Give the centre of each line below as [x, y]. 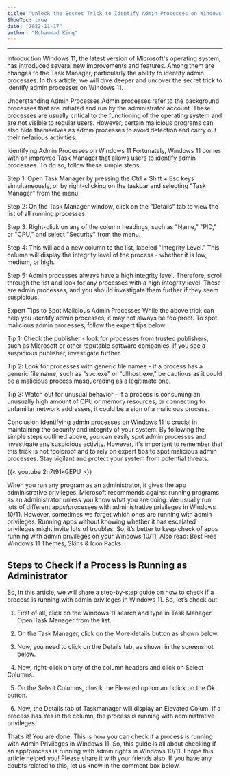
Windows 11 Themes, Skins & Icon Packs [64, 543]
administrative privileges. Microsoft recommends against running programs [113, 493]
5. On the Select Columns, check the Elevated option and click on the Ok [113, 688]
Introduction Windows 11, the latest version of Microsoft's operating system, [114, 58]
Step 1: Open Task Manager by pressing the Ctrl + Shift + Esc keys [101, 178]
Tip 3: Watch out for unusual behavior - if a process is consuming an [104, 395]
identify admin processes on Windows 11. [65, 88]
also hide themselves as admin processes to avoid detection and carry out [112, 130]
